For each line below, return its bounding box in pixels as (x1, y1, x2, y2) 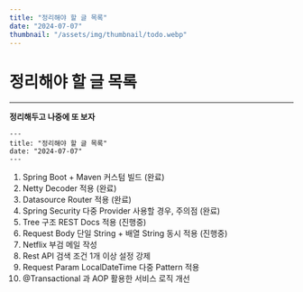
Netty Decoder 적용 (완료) (22, 183, 117, 194)
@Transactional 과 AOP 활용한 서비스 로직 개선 (22, 273, 191, 284)
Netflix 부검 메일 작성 (22, 240, 97, 251)
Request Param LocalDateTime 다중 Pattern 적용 (22, 262, 200, 273)
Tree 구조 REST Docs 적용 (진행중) (22, 217, 147, 228)
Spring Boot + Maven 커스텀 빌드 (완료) (22, 172, 165, 183)
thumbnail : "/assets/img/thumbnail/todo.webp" (9, 30, 188, 39)
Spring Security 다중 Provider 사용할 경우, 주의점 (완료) (22, 205, 221, 216)
